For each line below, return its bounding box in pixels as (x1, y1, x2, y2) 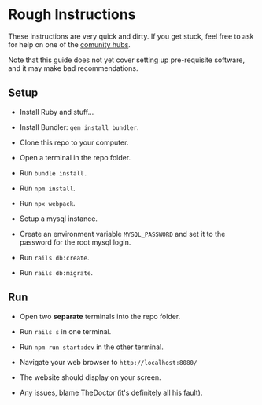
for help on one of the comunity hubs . (8, 39, 131, 49)
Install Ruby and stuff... (19, 107, 94, 116)
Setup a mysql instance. (19, 214, 98, 223)
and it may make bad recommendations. (8, 63, 138, 72)
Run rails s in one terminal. (19, 326, 112, 336)
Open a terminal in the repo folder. (19, 153, 131, 162)
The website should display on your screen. (19, 372, 161, 382)
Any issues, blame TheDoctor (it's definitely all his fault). (19, 388, 203, 397)
